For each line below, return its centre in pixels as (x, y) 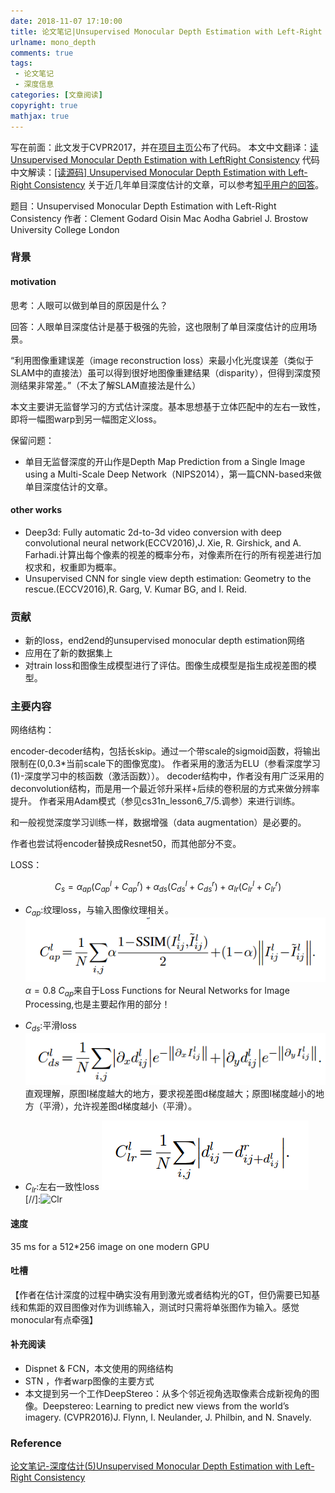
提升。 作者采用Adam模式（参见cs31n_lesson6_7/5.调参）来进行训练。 (155, 801)
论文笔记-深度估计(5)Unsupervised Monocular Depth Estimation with (151, 1466)
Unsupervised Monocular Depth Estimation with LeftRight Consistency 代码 (165, 159)
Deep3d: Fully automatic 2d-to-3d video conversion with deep (153, 532)
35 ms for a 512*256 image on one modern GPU (110, 1246)
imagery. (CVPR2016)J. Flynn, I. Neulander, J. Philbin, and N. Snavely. (168, 1417)
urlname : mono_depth (53, 42)
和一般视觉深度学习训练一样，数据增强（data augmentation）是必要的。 (158, 822)
